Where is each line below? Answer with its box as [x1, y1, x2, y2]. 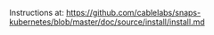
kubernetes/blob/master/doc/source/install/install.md [9, 17, 205, 27]
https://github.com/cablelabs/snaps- [65, 8, 202, 17]
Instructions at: [9, 8, 64, 17]
